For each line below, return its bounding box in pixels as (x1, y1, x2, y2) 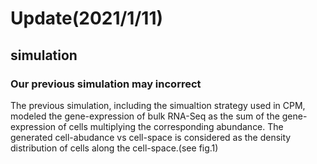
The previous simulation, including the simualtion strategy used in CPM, (10, 99, 306, 111)
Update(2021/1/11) (10, 7, 164, 30)
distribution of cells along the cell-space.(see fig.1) (10, 142, 219, 154)
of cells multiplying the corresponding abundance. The (58, 120, 284, 132)
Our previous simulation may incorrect (10, 77, 202, 91)
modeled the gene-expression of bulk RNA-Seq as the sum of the (10, 110, 280, 122)
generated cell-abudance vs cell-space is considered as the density (10, 131, 292, 143)
